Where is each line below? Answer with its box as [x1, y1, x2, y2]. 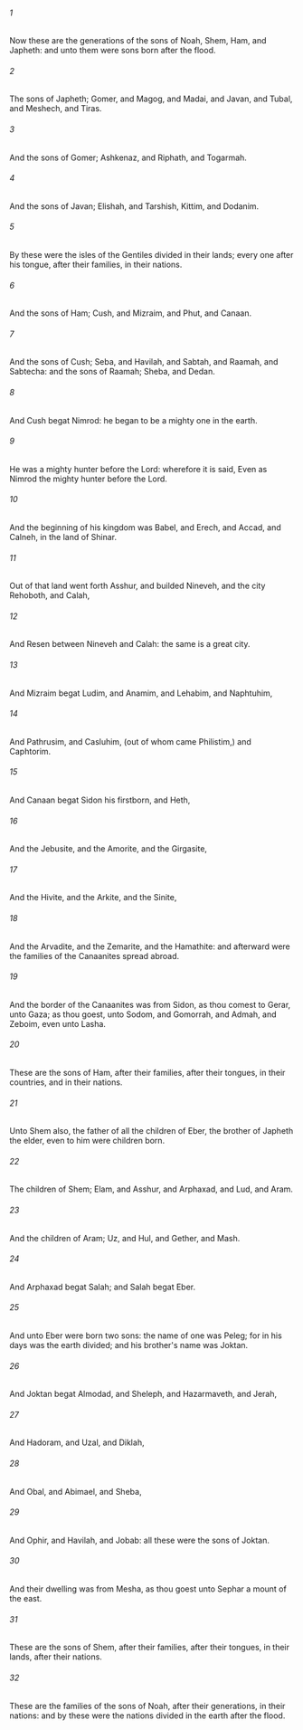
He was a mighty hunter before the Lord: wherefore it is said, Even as [9, 463, 268, 474]
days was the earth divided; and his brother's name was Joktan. [9, 1340, 249, 1351]
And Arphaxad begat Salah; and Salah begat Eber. [9, 1281, 196, 1292]
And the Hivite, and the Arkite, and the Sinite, [9, 892, 177, 903]
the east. [9, 1593, 43, 1604]
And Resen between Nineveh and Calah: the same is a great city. [9, 639, 251, 650]
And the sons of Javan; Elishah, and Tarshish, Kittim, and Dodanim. [9, 200, 260, 212]
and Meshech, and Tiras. [9, 103, 102, 114]
